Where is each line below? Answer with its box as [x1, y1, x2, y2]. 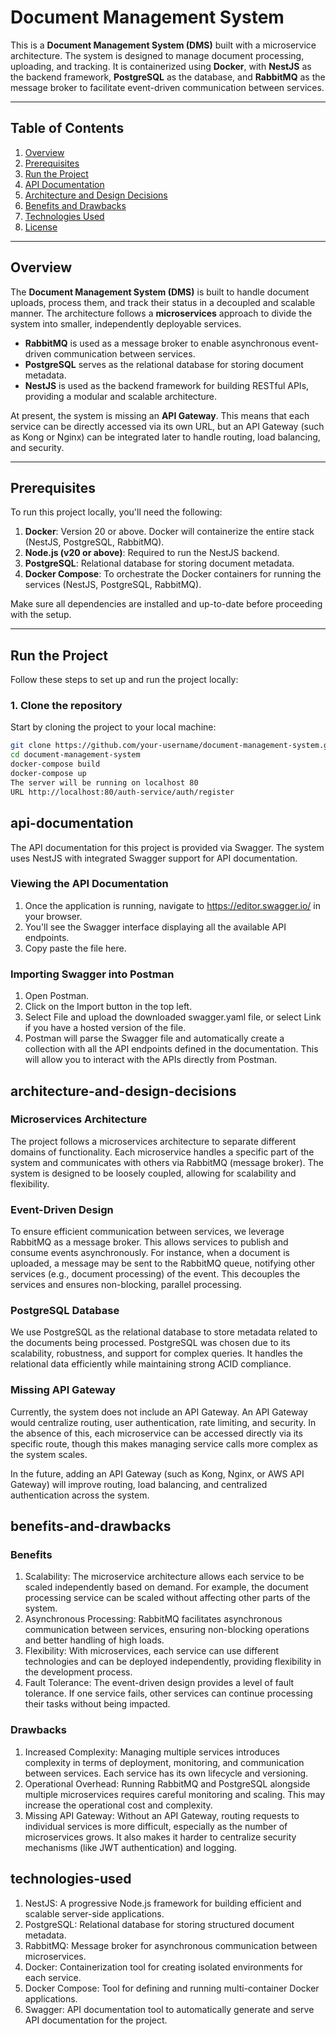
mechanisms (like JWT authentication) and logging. [24, 1841, 238, 1853]
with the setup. [10, 609, 72, 621]
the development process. [24, 1666, 133, 1678]
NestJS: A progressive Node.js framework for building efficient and [24, 1897, 302, 1909]
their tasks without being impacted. [24, 1698, 171, 1710]
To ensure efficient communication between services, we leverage [10, 1226, 285, 1238]
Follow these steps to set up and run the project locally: [10, 674, 239, 686]
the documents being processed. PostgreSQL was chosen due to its [10, 1337, 291, 1349]
